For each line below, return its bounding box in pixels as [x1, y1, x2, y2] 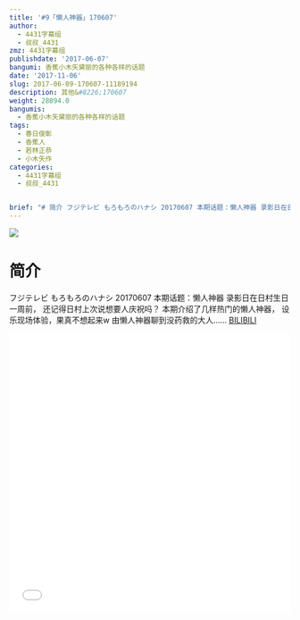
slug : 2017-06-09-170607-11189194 [9, 80, 138, 88]
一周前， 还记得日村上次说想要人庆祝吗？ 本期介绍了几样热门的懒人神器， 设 [9, 303, 290, 314]
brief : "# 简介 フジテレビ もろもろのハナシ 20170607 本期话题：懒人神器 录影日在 [9, 203, 287, 213]
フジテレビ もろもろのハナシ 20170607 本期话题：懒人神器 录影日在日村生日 [9, 292, 289, 303]
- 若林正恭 [17, 146, 53, 155]
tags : [9, 121, 29, 130]
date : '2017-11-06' [9, 71, 82, 80]
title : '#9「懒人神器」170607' [9, 13, 118, 22]
